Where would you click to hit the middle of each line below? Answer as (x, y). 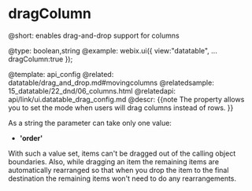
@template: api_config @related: (61, 74)
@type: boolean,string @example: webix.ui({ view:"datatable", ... (113, 50)
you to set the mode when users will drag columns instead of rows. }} (121, 108)
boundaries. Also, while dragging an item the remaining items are (113, 161)
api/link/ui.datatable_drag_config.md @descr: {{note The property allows (126, 99)
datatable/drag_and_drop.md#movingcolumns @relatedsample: (111, 83)
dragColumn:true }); (41, 59)
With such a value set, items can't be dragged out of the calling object (122, 153)
